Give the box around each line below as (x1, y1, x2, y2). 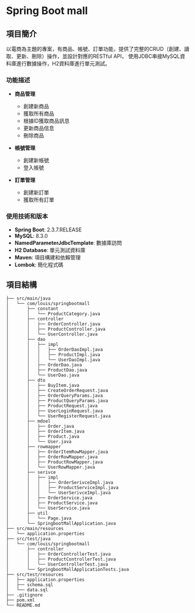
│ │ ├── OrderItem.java (6, 428, 85, 435)
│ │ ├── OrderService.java (6, 495, 93, 501)
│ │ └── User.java (6, 439, 72, 445)
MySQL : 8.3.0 (14, 232, 48, 239)
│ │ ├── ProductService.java (6, 500, 98, 506)
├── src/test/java (6, 536, 51, 542)
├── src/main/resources (6, 526, 64, 532)
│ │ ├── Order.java (6, 424, 75, 430)
